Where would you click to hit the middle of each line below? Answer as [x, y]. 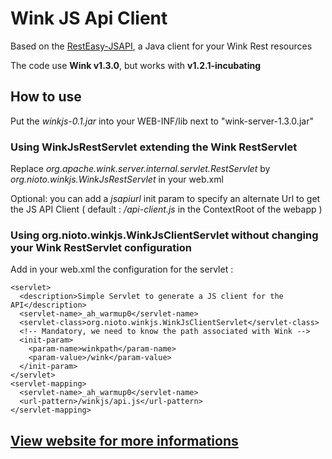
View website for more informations [124, 440]
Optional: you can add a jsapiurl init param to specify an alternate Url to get [165, 199]
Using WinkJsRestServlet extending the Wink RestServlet [154, 147]
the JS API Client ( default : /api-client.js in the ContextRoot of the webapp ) [166, 209]
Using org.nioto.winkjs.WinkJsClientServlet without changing [164, 235]
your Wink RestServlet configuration [101, 247]
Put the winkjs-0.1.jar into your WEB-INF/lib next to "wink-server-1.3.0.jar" [162, 121]
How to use [46, 97]
